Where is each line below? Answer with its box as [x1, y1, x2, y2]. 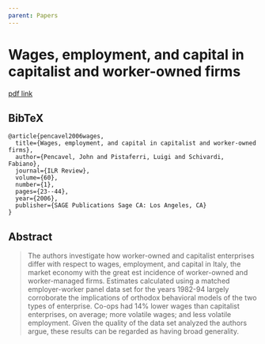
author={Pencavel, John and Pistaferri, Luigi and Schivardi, [15, 153, 225, 161]
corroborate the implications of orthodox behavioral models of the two [27, 293, 257, 303]
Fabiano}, [8, 160, 41, 168]
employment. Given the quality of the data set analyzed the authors [27, 318, 248, 328]
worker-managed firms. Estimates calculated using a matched [27, 276, 230, 285]
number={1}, [15, 181, 55, 189]
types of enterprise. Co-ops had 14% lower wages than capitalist [27, 301, 240, 311]
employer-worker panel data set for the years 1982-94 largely [27, 285, 229, 294]
